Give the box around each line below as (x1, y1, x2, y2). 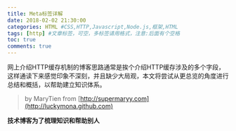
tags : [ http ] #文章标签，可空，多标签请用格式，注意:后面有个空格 (7, 29, 181, 37)
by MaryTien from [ (24, 95, 81, 102)
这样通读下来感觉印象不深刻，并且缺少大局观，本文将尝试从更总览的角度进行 (7, 71, 229, 80)
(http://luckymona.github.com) (24, 102, 114, 110)
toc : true (7, 36, 37, 43)
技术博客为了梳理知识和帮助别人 (7, 116, 100, 125)
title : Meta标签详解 (7, 10, 63, 18)
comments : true (7, 43, 52, 50)
